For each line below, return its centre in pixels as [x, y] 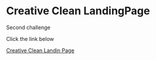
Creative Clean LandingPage [78, 11]
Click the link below [30, 39]
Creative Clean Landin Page [40, 50]
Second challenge [28, 27]
